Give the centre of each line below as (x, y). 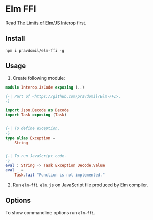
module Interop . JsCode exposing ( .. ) (45, 87)
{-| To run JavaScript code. (36, 156)
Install (15, 39)
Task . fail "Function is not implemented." (60, 175)
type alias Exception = (30, 138)
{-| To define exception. (32, 128)
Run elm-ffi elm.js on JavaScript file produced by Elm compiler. (80, 185)
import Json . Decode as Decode (37, 110)
